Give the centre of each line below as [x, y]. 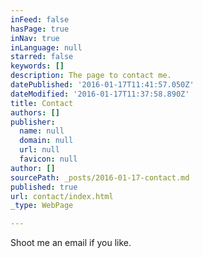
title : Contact [42, 103]
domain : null [46, 141]
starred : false [42, 57]
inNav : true [35, 38]
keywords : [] [37, 66]
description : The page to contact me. [91, 76]
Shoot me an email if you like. [71, 243]
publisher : [33, 122]
